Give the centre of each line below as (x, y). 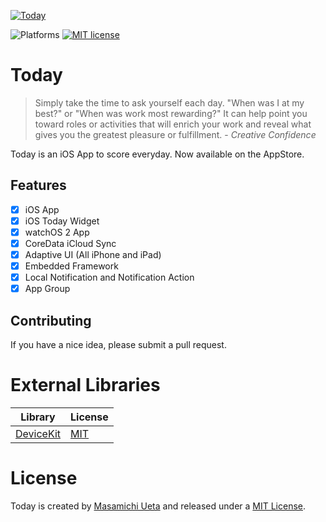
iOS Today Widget (62, 221)
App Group (47, 289)
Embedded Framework (71, 266)
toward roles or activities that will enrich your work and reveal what (173, 124)
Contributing (51, 320)
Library (38, 417)
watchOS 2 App (57, 232)
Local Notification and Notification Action (109, 277)
